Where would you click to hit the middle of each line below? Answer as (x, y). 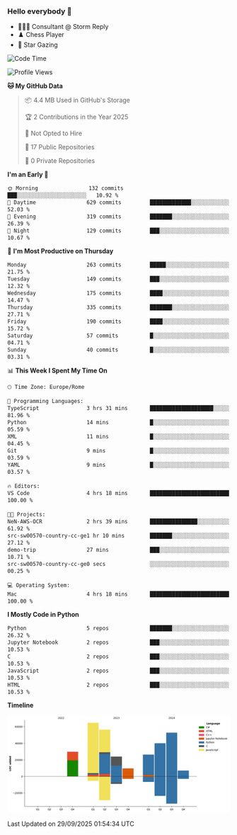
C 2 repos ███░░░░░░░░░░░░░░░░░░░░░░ (118, 657)
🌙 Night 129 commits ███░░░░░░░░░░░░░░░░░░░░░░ (118, 231)
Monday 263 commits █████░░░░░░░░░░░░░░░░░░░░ (118, 265)
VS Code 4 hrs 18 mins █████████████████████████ (118, 494)
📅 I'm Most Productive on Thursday (60, 251)
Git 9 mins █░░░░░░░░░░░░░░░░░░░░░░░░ (118, 451)
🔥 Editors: (24, 487)
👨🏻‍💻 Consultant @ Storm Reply (63, 27)
